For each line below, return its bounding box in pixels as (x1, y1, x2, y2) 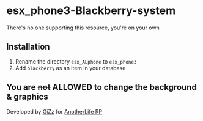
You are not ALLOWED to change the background (6, 82, 197, 92)
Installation (6, 42, 50, 52)
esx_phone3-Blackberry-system (6, 4, 176, 18)
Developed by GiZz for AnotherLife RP (6, 108, 103, 115)
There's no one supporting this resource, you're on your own (6, 24, 160, 31)
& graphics (6, 92, 48, 102)
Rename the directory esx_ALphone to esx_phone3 (15, 57, 137, 65)
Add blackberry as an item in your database (15, 64, 126, 71)
